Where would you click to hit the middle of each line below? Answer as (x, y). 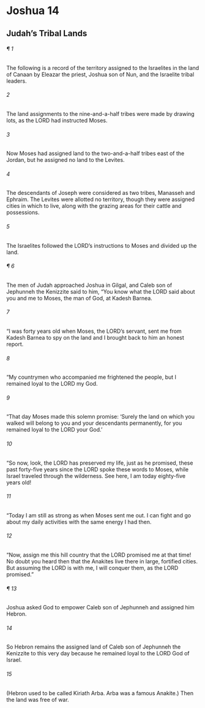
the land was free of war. (38, 699)
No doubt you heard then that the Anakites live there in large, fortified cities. (102, 561)
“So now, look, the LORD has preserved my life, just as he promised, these (100, 463)
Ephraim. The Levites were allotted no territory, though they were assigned (100, 199)
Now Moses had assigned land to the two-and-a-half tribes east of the (95, 153)
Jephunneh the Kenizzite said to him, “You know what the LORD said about (101, 291)
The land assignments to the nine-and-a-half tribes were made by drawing (100, 113)
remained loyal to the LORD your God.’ (54, 430)
